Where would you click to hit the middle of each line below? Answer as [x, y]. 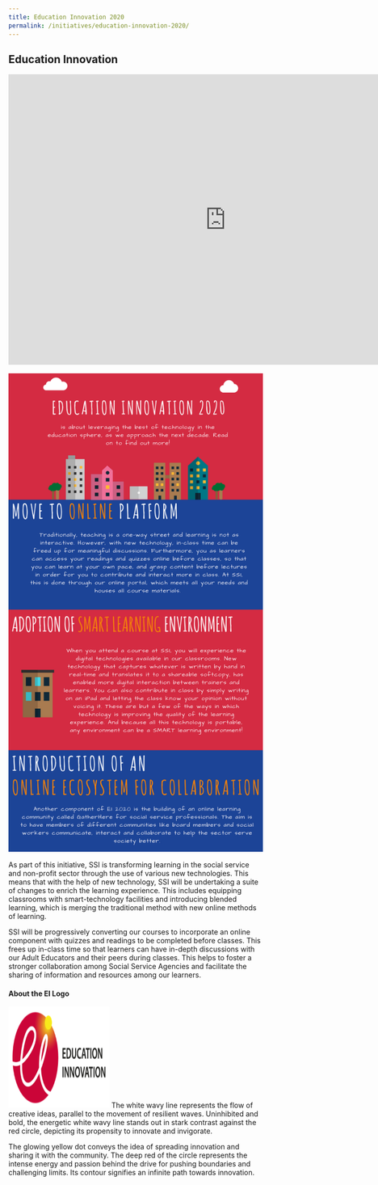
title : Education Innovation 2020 [67, 17]
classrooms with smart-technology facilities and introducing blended [123, 899]
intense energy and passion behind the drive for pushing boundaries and [130, 1164]
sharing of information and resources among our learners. [105, 975]
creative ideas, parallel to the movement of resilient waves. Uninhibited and [133, 1114]
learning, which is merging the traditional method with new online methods [132, 908]
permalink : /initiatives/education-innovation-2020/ [99, 25]
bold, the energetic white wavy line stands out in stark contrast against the [132, 1123]
